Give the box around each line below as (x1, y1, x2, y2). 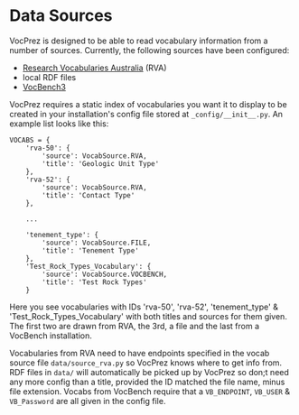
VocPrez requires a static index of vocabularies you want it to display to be (9, 98, 287, 109)
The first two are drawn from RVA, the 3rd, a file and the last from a (9, 320, 260, 331)
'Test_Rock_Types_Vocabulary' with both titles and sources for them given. (9, 310, 287, 321)
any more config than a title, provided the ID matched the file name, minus (9, 376, 285, 387)
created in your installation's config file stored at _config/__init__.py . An (9, 108, 283, 119)
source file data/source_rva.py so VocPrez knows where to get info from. (9, 357, 283, 368)
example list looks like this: (9, 118, 109, 129)
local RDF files (22, 71, 77, 82)
